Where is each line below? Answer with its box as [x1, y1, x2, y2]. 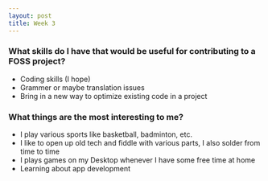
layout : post [8, 11, 52, 20]
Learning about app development [19, 164, 131, 174]
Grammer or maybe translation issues [19, 82, 145, 93]
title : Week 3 [8, 19, 56, 27]
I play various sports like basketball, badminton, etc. [19, 130, 193, 139]
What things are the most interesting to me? [8, 111, 183, 122]
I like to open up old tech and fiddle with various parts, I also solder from [19, 138, 261, 148]
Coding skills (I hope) [19, 74, 91, 84]
